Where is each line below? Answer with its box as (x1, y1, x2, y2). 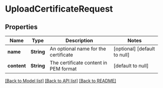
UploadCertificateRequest (5, 3, 113, 15)
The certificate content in (49, 59, 108, 66)
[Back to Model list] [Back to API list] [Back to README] (5, 78, 116, 84)
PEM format (49, 66, 77, 72)
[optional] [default (114, 45, 155, 52)
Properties (5, 23, 38, 31)
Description (65, 37, 94, 44)
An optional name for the (49, 45, 106, 52)
